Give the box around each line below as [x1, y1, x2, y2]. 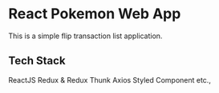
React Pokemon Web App [8, 5, 181, 23]
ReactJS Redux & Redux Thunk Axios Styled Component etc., [8, 75, 211, 84]
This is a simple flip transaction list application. [8, 31, 163, 41]
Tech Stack [8, 54, 66, 68]
